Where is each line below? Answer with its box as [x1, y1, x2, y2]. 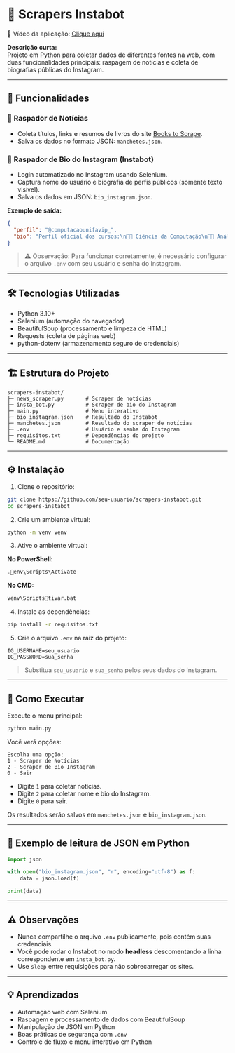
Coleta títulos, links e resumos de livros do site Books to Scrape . [17, 129, 203, 138]
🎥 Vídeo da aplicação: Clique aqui [7, 29, 105, 38]
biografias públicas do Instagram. [7, 65, 104, 74]
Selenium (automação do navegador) [17, 317, 124, 326]
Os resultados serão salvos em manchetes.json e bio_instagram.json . [7, 810, 207, 819]
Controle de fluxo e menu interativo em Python [17, 1038, 152, 1046]
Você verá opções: [7, 737, 62, 746]
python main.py [7, 725, 52, 732]
